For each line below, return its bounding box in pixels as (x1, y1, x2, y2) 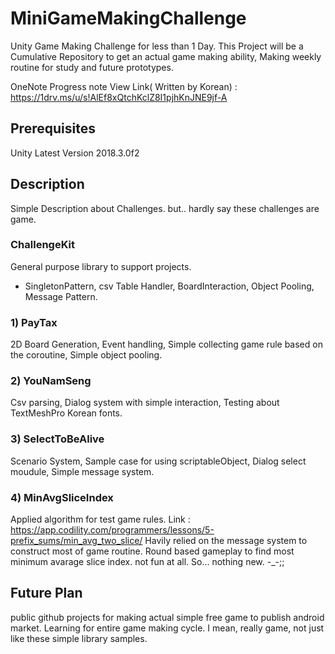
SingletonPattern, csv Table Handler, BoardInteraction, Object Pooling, (24, 280, 315, 292)
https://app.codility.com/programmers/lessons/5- (10, 524, 215, 536)
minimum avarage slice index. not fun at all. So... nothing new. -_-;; (10, 556, 285, 568)
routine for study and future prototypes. (10, 61, 174, 73)
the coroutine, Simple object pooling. (10, 349, 163, 361)
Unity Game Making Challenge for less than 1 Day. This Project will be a (10, 40, 304, 52)
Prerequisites (10, 120, 96, 137)
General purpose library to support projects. (10, 260, 192, 272)
